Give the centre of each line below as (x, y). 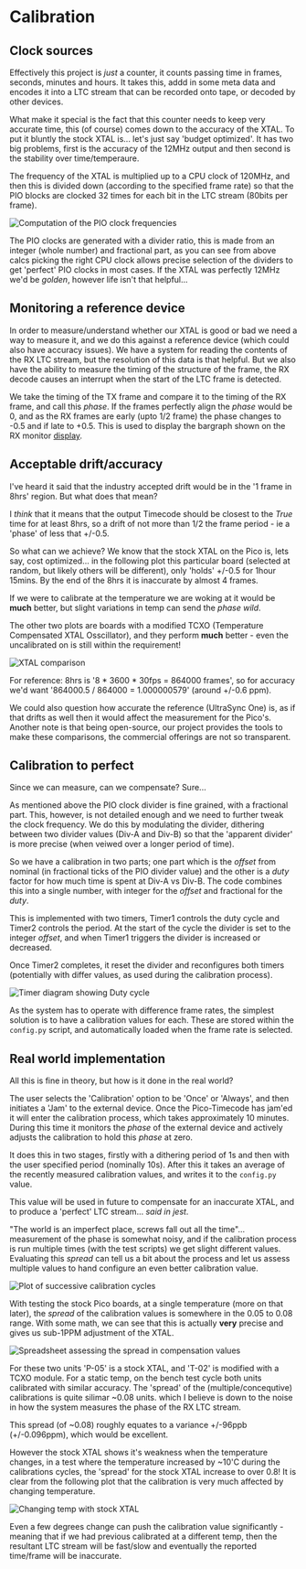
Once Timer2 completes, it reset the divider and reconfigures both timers (147, 965)
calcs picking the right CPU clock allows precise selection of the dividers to (152, 260)
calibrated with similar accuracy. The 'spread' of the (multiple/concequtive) (151, 1388)
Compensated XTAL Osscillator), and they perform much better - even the (149, 635)
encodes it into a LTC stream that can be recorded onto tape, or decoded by (153, 92)
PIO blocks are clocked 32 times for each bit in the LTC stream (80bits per (149, 195)
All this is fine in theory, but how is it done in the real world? (121, 1080)
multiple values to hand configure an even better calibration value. (134, 1268)
